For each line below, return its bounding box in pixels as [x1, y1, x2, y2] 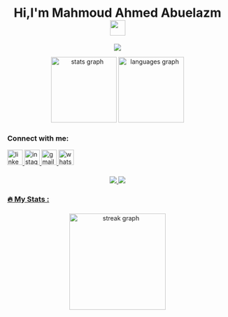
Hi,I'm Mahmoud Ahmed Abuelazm [13, 5, 222, 21]
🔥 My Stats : [7, 195, 50, 204]
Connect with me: [7, 133, 69, 143]
